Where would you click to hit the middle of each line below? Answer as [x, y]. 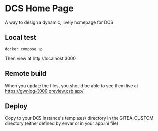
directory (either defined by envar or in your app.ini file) [62, 123]
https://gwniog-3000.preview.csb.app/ [44, 91]
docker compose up [24, 49]
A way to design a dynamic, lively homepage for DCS [59, 22]
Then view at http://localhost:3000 [40, 58]
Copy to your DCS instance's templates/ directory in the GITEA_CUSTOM [79, 118]
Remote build [26, 74]
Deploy [16, 106]
